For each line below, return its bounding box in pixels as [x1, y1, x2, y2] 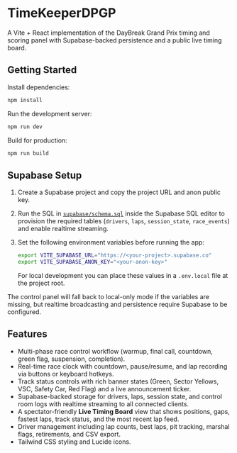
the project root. [17, 279, 65, 287]
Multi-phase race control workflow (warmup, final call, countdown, [17, 347, 213, 355]
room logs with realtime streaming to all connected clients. [17, 399, 189, 408]
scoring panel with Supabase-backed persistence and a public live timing [7, 35, 222, 44]
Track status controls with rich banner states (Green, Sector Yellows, [17, 377, 219, 386]
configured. [7, 307, 41, 316]
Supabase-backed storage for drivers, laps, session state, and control [17, 392, 222, 401]
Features [7, 328, 48, 340]
